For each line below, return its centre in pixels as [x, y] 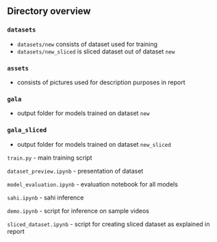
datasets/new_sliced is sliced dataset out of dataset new [96, 51]
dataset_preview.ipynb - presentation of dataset [75, 171]
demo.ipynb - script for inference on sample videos [78, 210]
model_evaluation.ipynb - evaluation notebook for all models [92, 184]
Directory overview [49, 11]
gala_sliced [27, 130]
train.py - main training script [50, 158]
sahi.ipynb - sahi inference [46, 197]
